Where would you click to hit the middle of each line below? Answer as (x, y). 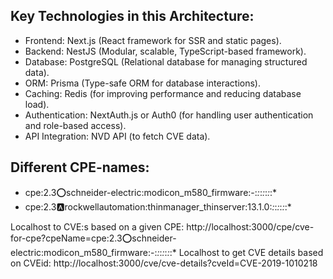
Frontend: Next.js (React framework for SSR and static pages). (153, 40)
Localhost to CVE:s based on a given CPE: (97, 226)
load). (37, 104)
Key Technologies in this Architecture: (132, 16)
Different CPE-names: (80, 167)
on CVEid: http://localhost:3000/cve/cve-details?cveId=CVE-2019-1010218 (164, 263)
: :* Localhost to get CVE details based (245, 252)
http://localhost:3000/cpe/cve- (250, 226)
